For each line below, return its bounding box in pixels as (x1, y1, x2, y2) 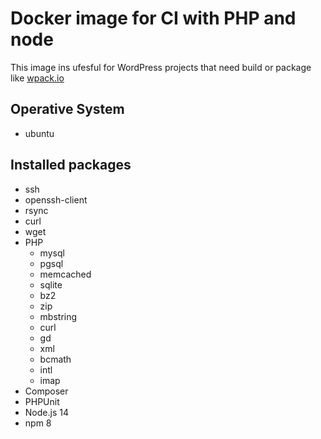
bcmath (39, 353, 72, 365)
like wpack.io (10, 72, 65, 84)
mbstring (39, 310, 78, 322)
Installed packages (10, 157, 132, 174)
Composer (24, 385, 69, 397)
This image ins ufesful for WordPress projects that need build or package (10, 61, 312, 73)
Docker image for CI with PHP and (10, 7, 297, 30)
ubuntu (24, 127, 55, 139)
